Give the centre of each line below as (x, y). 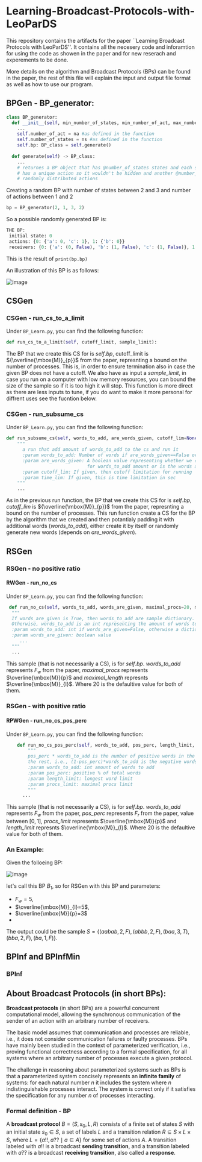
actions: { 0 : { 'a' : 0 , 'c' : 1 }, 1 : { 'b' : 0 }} (67, 241)
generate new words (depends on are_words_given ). (72, 532)
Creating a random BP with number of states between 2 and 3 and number (99, 190)
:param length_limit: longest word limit (81, 779)
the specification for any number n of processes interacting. (81, 1096)
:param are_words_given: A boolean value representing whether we (107, 460)
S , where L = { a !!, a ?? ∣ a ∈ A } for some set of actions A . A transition (91, 1140)
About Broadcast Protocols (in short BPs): (86, 994)
